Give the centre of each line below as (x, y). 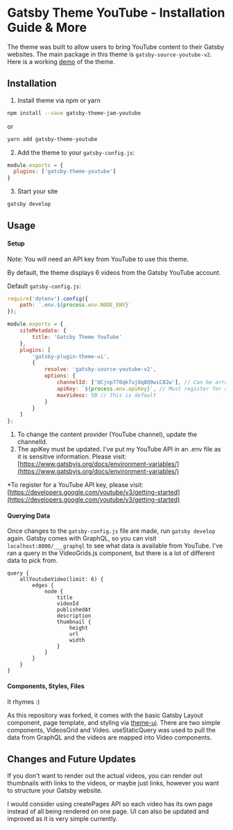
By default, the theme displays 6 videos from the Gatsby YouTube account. (114, 272)
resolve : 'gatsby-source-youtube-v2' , (100, 369)
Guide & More (47, 27)
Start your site (37, 191)
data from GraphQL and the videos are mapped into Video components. (110, 737)
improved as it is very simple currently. (62, 819)
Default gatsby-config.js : (44, 286)
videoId (68, 604)
